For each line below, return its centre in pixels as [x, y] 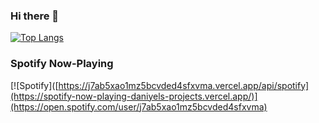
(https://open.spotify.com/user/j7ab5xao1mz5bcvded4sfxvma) [139, 106]
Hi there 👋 [35, 16]
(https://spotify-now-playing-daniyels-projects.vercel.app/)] [134, 96]
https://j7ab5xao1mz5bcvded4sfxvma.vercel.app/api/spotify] [184, 85]
